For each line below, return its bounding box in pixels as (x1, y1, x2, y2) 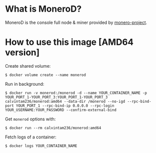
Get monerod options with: (5, 116, 56, 122)
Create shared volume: (5, 63, 51, 69)
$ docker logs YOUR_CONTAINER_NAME (5, 143, 78, 148)
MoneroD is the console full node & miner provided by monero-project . (5, 19, 147, 25)
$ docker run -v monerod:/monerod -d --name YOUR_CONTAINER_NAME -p (5, 90, 147, 96)
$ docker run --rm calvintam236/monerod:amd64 (5, 125, 101, 130)
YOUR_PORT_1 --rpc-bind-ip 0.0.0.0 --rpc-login (16, 103, 115, 108)
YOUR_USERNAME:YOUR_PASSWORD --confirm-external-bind (5, 107, 117, 113)
